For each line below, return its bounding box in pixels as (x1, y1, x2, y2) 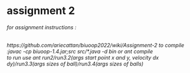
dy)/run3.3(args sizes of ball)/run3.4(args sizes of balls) (6, 60, 144, 68)
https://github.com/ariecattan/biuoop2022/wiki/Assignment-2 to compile (6, 42, 185, 49)
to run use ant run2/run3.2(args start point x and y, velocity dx (6, 54, 159, 61)
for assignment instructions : (6, 23, 77, 30)
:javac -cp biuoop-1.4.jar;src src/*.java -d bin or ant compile (6, 48, 153, 55)
